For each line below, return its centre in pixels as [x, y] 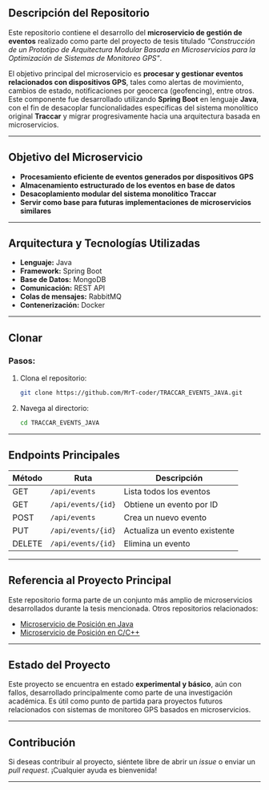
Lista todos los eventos [167, 491]
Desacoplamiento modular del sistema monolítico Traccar [118, 193]
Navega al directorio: [54, 408]
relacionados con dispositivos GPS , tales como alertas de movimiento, [126, 82]
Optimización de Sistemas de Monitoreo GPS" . [85, 58]
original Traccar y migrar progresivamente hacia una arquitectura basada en [134, 116]
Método [27, 478]
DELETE [27, 543]
